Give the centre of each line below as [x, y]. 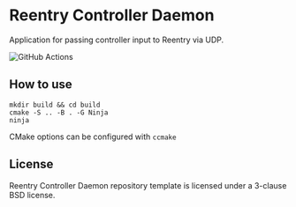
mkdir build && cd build [55, 105]
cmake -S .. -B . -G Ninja [59, 112]
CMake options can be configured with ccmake [93, 137]
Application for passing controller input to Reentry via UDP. [117, 40]
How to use [41, 85]
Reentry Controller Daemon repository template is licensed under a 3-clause [148, 185]
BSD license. [32, 195]
